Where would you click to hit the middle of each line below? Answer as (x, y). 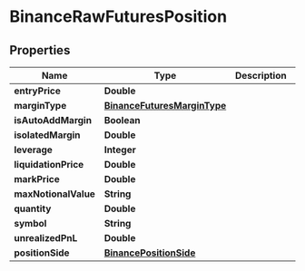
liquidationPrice (49, 165)
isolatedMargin (47, 135)
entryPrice (38, 91)
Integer (120, 150)
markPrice (37, 179)
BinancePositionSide (150, 253)
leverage (33, 150)
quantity (33, 208)
